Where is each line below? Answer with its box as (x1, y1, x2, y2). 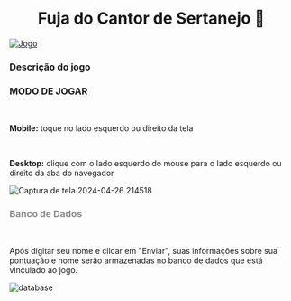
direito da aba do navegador (9, 167, 114, 179)
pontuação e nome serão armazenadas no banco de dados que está (9, 255, 263, 266)
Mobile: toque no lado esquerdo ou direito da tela (9, 123, 194, 134)
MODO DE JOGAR (9, 85, 88, 98)
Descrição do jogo (9, 61, 91, 73)
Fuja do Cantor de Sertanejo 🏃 (37, 8, 266, 29)
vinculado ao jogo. (9, 265, 78, 276)
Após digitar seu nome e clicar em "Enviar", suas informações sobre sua (9, 246, 277, 257)
